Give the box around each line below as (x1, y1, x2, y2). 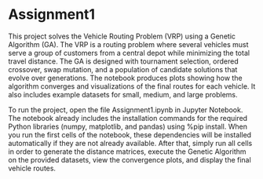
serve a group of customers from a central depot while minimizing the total (8, 48, 250, 57)
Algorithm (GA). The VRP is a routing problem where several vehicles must (8, 39, 249, 49)
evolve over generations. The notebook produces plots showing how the (8, 73, 243, 82)
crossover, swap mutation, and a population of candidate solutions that (8, 64, 238, 74)
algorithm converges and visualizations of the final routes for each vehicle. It (8, 81, 256, 91)
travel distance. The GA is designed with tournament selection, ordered (8, 57, 239, 66)
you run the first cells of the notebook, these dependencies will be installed (8, 130, 252, 139)
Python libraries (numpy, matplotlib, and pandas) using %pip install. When (8, 122, 247, 131)
